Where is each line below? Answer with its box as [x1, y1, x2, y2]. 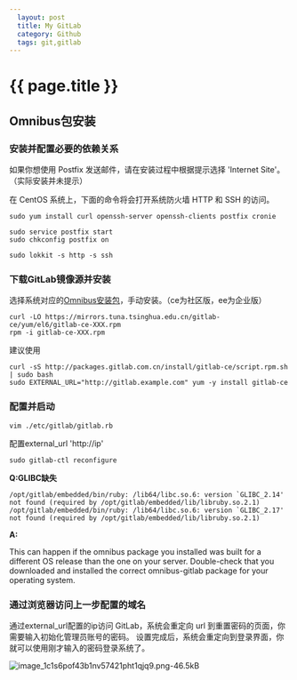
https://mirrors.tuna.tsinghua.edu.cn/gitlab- [44, 313, 221, 322]
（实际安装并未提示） [9, 175, 87, 187]
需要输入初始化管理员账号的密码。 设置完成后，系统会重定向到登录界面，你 [9, 632, 285, 643]
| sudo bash [9, 371, 53, 380]
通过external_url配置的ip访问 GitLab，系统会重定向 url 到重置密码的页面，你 [9, 620, 286, 631]
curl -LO [9, 313, 42, 322]
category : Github [17, 29, 82, 38]
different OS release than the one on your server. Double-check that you [9, 556, 275, 566]
